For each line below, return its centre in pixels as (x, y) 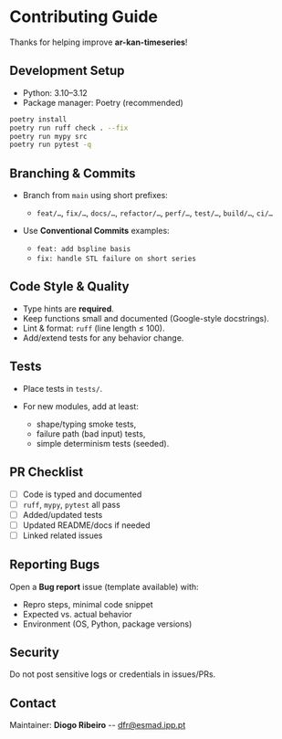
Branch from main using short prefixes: (95, 195)
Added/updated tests (63, 514)
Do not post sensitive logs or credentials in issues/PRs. (113, 674)
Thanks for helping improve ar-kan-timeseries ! (99, 42)
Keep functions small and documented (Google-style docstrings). (146, 318)
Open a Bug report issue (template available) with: (104, 586)
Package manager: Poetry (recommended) (103, 102)
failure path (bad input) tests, (91, 433)
